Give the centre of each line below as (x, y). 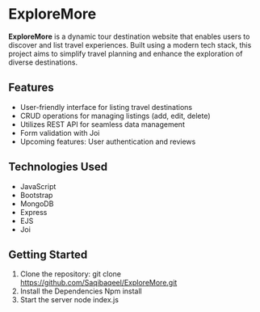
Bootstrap (36, 195)
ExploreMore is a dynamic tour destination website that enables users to (129, 36)
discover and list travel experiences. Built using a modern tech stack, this (130, 44)
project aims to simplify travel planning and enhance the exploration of (126, 53)
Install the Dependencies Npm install (81, 291)
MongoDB (37, 204)
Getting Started (48, 254)
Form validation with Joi (60, 133)
